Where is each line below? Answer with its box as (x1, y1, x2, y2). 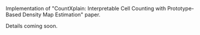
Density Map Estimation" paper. (22, 11, 101, 18)
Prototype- (166, 5, 194, 12)
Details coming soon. (5, 23, 58, 29)
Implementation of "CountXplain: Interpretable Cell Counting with (5, 5, 166, 12)
